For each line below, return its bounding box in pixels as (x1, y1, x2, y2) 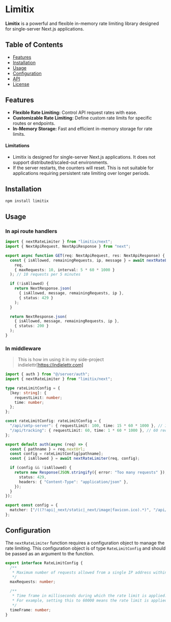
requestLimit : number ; (14, 395, 63, 400)
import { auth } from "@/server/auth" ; (5, 372, 90, 377)
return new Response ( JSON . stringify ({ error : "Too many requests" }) (14, 470, 165, 475)
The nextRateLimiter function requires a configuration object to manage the (5, 540, 165, 546)
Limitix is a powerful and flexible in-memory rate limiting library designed (5, 20, 159, 26)
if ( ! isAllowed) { (10, 281, 49, 286)
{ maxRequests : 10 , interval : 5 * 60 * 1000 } (14, 267, 115, 273)
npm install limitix (5, 198, 49, 203)
